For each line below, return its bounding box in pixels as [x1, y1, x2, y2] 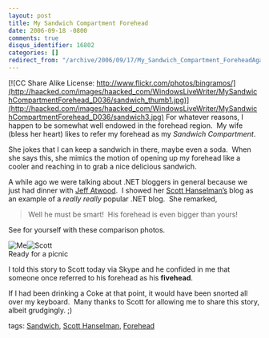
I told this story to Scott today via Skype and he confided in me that [8, 264, 231, 274]
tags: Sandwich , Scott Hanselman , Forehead [8, 320, 155, 330]
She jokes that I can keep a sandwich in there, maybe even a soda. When [8, 145, 251, 154]
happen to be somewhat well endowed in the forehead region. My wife [8, 121, 243, 130]
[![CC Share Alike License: [8, 78, 95, 88]
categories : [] [8, 49, 59, 57]
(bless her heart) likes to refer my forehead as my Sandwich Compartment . [8, 129, 256, 138]
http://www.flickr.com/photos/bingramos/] [96, 78, 236, 88]
